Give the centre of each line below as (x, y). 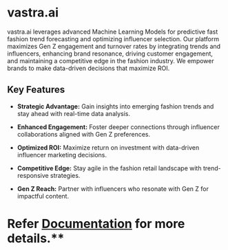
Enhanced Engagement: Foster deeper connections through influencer (118, 127)
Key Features (36, 90)
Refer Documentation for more (96, 224)
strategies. (65, 175)
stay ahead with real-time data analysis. (74, 113)
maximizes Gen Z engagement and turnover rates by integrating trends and (114, 46)
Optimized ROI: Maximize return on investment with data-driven (108, 147)
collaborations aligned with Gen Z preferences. (84, 134)
